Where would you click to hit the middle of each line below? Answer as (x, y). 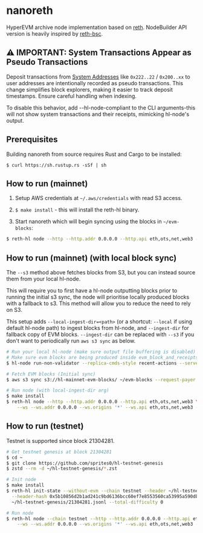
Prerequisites (32, 140)
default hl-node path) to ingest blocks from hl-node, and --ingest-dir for (98, 328)
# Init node (21, 480)
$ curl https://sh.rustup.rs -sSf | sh (56, 165)
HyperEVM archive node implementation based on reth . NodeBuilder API (97, 27)
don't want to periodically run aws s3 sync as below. (71, 341)
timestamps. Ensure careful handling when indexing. (72, 96)
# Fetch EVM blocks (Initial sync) (51, 374)
